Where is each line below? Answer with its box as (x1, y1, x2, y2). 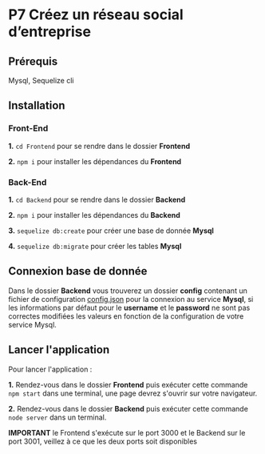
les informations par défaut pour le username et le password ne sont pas (8, 303, 251, 312)
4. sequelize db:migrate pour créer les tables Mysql (8, 241, 182, 251)
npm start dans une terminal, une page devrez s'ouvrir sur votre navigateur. (8, 388, 258, 398)
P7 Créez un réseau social (8, 6, 184, 24)
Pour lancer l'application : (8, 364, 93, 374)
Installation (8, 98, 65, 113)
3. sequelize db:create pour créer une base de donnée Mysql (8, 226, 214, 235)
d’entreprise (8, 22, 92, 41)
